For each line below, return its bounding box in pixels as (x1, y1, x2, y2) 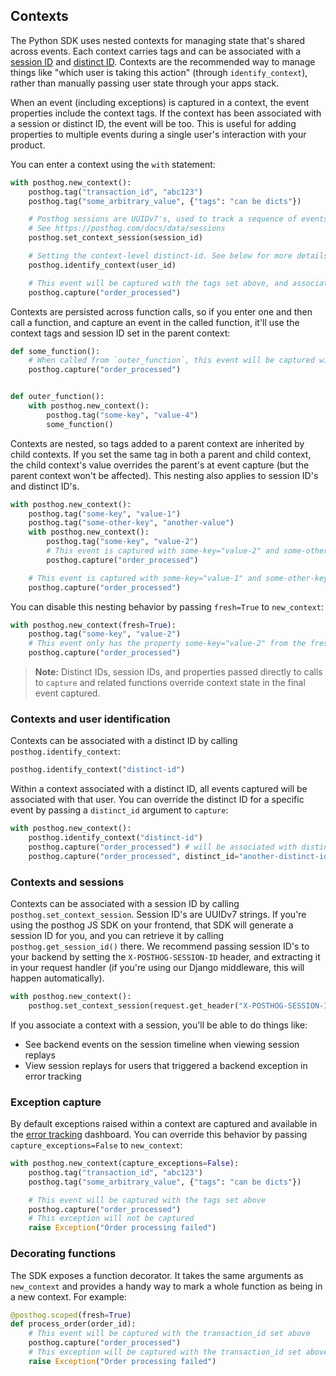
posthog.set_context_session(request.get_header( (28, 1000, 240, 1011)
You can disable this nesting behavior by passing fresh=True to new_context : (10, 600, 324, 613)
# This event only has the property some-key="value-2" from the (28, 639, 307, 649)
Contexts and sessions (10, 875, 125, 889)
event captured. (34, 687, 101, 699)
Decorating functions (10, 1247, 117, 1261)
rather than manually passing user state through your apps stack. (10, 77, 280, 89)
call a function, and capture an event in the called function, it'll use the (10, 316, 300, 328)
